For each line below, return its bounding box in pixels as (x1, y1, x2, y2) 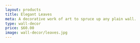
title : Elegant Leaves (5, 12, 52, 17)
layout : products (5, 7, 41, 12)
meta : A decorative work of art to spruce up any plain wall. (5, 16, 137, 21)
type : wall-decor (5, 21, 41, 26)
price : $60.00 (5, 26, 35, 31)
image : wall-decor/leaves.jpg (5, 30, 68, 35)
